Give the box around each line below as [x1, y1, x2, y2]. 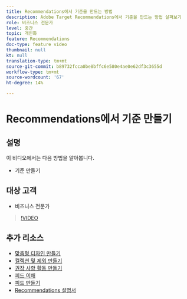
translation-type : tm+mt [6, 58, 67, 64]
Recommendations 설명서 [14, 287, 77, 294]
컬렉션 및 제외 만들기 [14, 257, 63, 264]
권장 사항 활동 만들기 [14, 264, 63, 271]
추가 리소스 [6, 233, 44, 243]
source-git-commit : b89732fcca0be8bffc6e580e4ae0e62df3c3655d [6, 63, 162, 70]
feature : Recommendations [6, 36, 70, 42]
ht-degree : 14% [6, 80, 44, 86]
